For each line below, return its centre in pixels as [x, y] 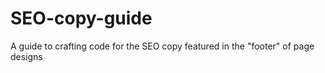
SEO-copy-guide [81, 18]
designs [26, 56]
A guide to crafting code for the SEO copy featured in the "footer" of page [162, 46]
